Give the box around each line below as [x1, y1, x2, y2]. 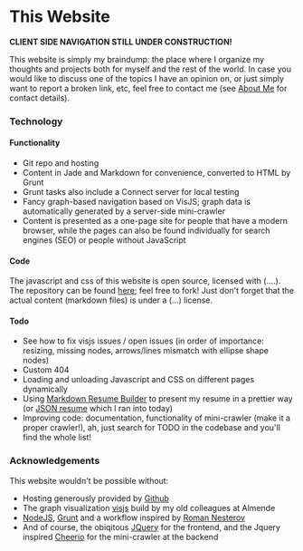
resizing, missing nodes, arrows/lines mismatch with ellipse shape [22, 345, 270, 356]
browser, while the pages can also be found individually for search [22, 225, 270, 237]
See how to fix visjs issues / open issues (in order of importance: [22, 335, 265, 346]
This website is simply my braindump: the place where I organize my [9, 53, 265, 64]
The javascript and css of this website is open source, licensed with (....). [9, 275, 281, 286]
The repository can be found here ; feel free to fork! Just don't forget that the [9, 285, 295, 296]
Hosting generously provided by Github [22, 492, 170, 504]
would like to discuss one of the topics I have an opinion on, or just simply [9, 72, 285, 83]
